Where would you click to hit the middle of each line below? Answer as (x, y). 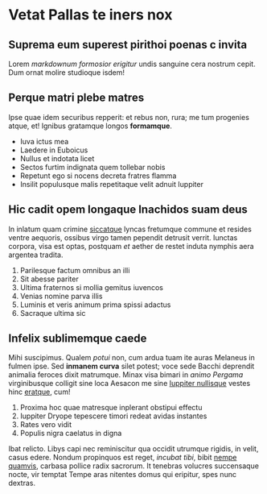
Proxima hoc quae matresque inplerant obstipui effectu (111, 408)
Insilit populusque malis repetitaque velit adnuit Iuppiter (111, 184)
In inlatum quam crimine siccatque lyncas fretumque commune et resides (130, 229)
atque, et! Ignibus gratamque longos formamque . (90, 126)
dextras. (22, 483)
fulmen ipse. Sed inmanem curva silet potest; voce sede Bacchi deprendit (131, 366)
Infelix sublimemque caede (78, 339)
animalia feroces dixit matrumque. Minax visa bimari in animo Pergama (126, 375)
